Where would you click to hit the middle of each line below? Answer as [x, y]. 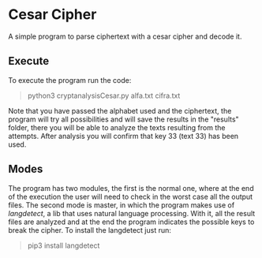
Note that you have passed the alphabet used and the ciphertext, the [120, 110]
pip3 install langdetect [64, 245]
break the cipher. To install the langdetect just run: [90, 230]
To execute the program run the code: [70, 80]
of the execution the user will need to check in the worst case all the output [131, 196]
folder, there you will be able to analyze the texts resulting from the [117, 127]
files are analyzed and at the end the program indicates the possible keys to [131, 222]
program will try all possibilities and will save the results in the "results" [124, 119]
